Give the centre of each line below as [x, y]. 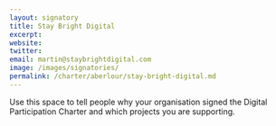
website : [26, 43]
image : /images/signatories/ [64, 68]
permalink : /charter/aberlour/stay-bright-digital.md [113, 76]
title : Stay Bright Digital [62, 26]
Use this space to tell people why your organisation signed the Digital [138, 102]
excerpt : [26, 34]
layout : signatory [44, 18]
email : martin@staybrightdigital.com [81, 59]
